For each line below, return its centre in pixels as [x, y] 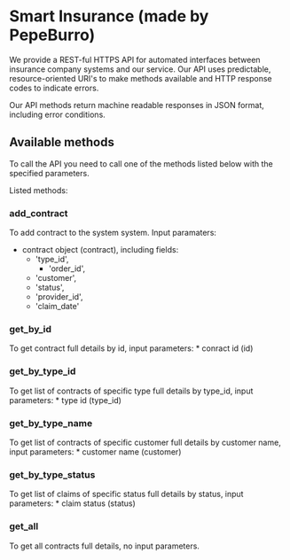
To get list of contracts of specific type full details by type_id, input [131, 391]
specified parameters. [50, 173]
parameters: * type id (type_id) [66, 400]
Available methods [62, 142]
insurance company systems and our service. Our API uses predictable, [140, 69]
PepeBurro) [52, 35]
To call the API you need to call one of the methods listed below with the [141, 163]
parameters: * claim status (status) [72, 503]
